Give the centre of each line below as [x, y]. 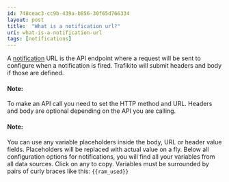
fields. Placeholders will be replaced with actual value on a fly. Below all [108, 149]
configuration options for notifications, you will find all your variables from [111, 156]
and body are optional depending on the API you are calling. [92, 111]
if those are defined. [36, 73]
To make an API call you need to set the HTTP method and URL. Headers [110, 104]
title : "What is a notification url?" [64, 26]
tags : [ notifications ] [39, 39]
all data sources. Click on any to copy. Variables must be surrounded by [108, 164]
